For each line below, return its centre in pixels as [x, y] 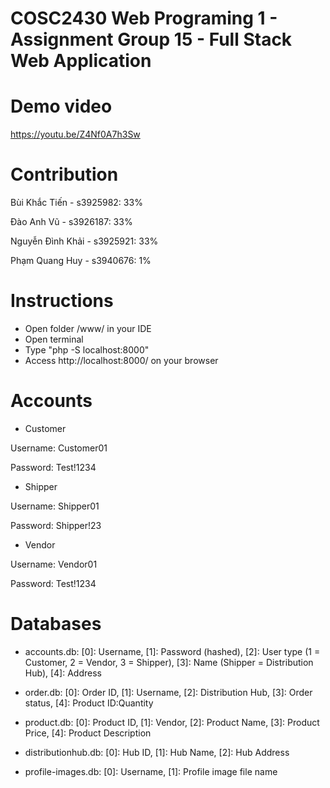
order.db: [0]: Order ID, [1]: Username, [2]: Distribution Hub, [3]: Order [168, 692]
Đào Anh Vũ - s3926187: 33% [71, 222]
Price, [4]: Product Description [88, 733]
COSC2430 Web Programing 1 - [144, 18]
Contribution [64, 174]
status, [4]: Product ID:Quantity [89, 703]
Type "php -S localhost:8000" [87, 350]
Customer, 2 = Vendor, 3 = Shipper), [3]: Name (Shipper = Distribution [169, 662]
